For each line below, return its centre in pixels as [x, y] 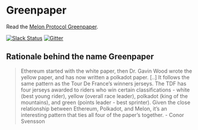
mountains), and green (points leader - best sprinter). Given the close [106, 102]
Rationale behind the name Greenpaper [80, 57]
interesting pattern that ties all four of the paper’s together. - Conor [102, 115]
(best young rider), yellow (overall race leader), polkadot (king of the [104, 96]
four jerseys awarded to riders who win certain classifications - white [105, 90]
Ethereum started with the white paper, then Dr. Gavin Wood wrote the [106, 71]
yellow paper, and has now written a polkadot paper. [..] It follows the [105, 77]
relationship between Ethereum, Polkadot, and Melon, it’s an [94, 108]
